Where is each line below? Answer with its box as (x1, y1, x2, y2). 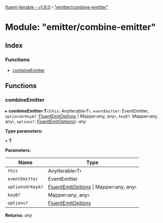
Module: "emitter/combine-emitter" (5, 22, 156, 33)
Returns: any (5, 212, 32, 218)
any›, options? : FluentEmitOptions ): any (5, 118, 86, 124)
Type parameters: (5, 128, 43, 134)
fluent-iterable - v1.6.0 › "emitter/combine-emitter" (5, 4, 109, 10)
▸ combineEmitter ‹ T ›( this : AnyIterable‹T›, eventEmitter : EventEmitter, (5, 108, 149, 113)
